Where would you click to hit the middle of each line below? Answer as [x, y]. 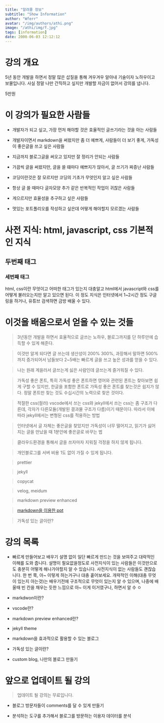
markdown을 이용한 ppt [40, 510]
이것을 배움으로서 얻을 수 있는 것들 [69, 322]
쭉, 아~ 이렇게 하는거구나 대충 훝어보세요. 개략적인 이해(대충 [90, 575]
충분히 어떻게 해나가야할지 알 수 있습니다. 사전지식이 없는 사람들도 [80, 569]
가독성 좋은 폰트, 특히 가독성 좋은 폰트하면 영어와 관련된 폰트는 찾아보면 [85, 380]
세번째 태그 [17, 277]
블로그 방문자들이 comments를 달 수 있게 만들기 [58, 705]
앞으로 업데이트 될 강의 [48, 681]
